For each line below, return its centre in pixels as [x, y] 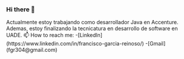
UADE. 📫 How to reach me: [40, 35]
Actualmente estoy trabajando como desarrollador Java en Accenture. [92, 22]
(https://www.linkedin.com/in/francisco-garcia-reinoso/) [75, 44]
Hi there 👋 [21, 9]
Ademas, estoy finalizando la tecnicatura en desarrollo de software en [92, 28]
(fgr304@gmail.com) [32, 50]
